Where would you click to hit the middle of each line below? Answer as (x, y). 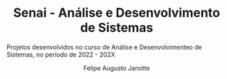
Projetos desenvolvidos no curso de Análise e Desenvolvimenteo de (104, 47)
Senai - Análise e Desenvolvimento (117, 13)
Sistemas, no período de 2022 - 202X (61, 55)
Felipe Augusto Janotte (117, 68)
